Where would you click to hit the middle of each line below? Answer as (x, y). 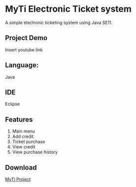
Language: (22, 65)
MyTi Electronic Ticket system (68, 9)
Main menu (24, 131)
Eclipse (13, 104)
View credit (24, 147)
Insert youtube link (24, 49)
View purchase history (35, 152)
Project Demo (26, 38)
